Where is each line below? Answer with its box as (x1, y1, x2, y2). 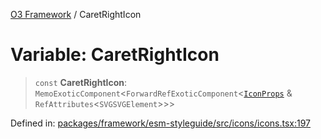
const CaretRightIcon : (34, 76, 128, 88)
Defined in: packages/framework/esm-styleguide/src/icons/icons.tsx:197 (10, 117, 312, 129)
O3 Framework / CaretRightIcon (10, 9, 142, 20)
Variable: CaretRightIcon (10, 44, 220, 66)
